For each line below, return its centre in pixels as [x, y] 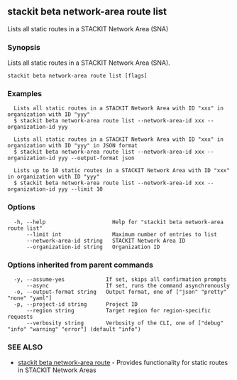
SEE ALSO [25, 347]
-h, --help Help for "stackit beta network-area [118, 222]
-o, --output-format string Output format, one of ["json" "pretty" [120, 292]
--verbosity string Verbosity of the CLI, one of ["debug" [125, 323]
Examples [25, 94]
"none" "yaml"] [30, 298]
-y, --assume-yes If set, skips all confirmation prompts [120, 280]
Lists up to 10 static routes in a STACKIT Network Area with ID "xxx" [122, 171]
